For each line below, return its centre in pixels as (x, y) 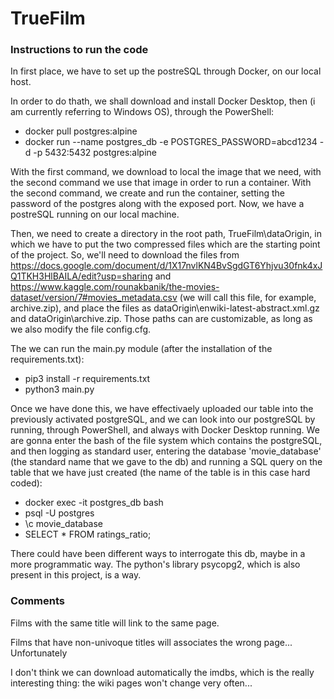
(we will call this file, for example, (248, 298)
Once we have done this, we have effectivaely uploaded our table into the (162, 409)
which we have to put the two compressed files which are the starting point (165, 244)
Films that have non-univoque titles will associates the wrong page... (151, 642)
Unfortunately (39, 653)
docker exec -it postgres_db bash (94, 503)
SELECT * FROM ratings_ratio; (88, 534)
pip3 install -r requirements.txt (87, 379)
